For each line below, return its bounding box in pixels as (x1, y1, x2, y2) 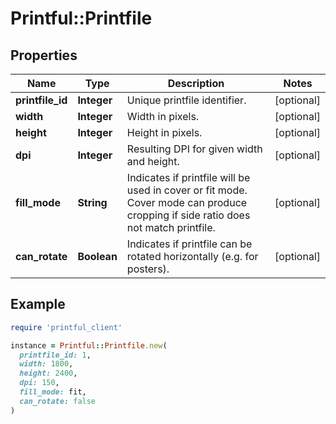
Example (10, 296, 66, 313)
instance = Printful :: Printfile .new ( (10, 340, 168, 351)
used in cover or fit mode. (126, 183, 248, 197)
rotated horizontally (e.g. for (126, 250, 259, 263)
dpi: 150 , (19, 378, 60, 388)
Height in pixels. (126, 126, 203, 139)
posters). (126, 262, 170, 276)
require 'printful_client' (10, 322, 123, 332)
